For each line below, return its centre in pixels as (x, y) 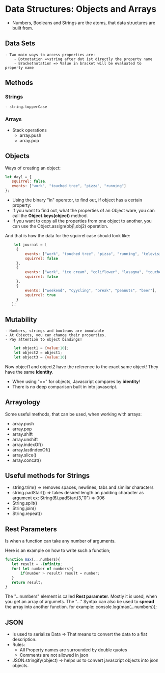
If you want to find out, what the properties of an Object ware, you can (83, 211)
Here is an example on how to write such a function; (58, 550)
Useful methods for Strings (47, 475)
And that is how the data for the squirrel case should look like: (68, 236)
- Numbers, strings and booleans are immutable (55, 331)
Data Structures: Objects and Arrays (81, 9)
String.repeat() (27, 513)
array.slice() (24, 455)
